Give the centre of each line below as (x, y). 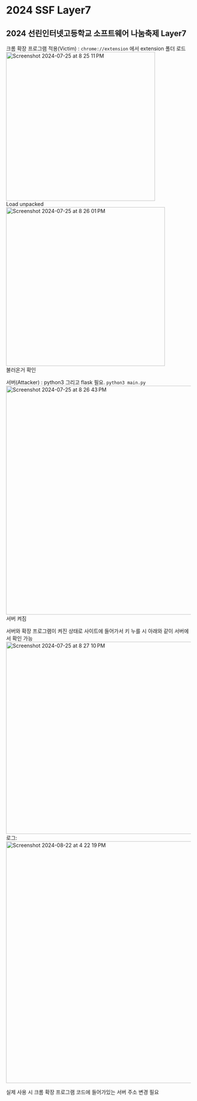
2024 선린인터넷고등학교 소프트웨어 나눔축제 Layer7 (96, 33)
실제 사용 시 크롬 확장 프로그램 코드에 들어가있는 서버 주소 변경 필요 (83, 1092)
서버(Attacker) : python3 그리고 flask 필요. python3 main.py (76, 382)
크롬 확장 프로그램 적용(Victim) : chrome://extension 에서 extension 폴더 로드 (96, 48)
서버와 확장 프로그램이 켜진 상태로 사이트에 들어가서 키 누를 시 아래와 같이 (90, 631)
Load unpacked (25, 204)
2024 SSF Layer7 (49, 10)
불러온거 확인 (21, 370)
